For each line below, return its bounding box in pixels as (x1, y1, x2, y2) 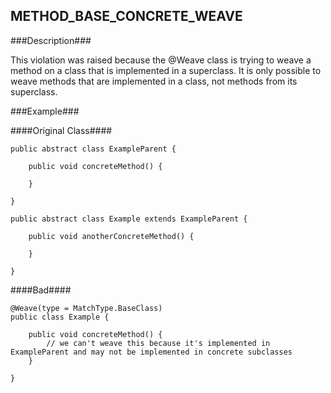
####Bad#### (10, 284, 72, 296)
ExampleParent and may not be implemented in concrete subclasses (10, 347, 293, 357)
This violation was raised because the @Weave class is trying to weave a (10, 54, 312, 66)
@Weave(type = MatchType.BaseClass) (10, 303, 163, 313)
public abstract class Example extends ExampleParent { (10, 214, 248, 224)
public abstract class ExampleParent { (10, 144, 177, 154)
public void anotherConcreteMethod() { (28, 231, 195, 241)
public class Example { (10, 312, 110, 322)
